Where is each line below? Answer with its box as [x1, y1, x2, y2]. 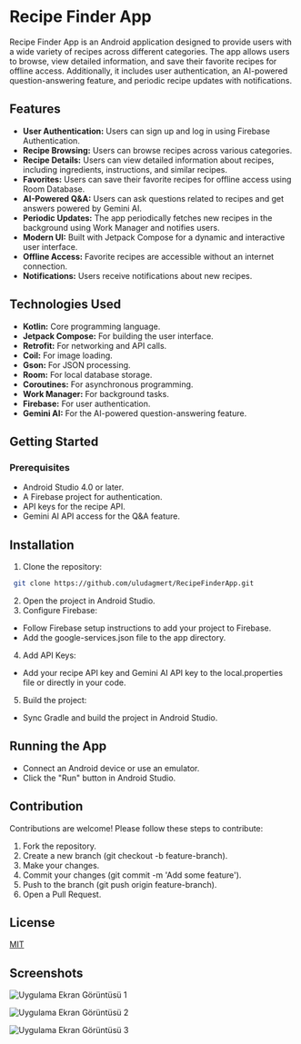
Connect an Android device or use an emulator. [22, 762, 200, 773]
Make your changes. [22, 860, 100, 870]
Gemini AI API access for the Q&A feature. [22, 511, 180, 522]
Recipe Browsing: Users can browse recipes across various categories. [22, 144, 293, 155]
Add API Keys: [22, 650, 76, 661]
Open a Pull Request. [22, 889, 102, 900]
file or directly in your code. [22, 677, 126, 688]
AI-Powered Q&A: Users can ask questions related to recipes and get [22, 193, 285, 204]
